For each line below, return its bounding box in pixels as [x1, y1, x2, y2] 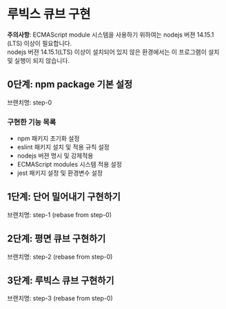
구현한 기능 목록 [7, 117, 56, 127]
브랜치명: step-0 [7, 98, 52, 106]
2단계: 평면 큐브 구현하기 [7, 233, 106, 245]
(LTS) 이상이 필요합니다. [7, 39, 72, 47]
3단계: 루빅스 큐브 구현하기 [7, 274, 115, 287]
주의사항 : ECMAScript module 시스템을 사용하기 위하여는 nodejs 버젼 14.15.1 [7, 30, 214, 39]
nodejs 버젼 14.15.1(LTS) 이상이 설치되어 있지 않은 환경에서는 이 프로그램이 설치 [7, 48, 220, 56]
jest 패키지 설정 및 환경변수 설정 [17, 169, 103, 177]
